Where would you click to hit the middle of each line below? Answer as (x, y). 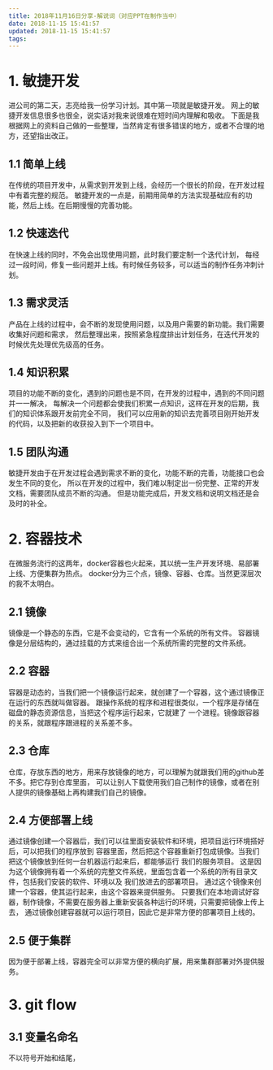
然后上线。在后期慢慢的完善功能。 (79, 205)
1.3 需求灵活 (39, 303)
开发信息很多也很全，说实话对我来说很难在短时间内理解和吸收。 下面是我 (137, 115)
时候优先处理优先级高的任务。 (58, 344)
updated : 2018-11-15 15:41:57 (60, 31)
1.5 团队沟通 (39, 452)
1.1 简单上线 (37, 164)
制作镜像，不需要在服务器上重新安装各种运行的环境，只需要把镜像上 (136, 902)
